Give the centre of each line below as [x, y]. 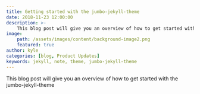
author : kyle [22, 51]
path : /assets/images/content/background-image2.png [84, 39]
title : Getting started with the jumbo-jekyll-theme [73, 12]
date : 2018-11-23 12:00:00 [40, 17]
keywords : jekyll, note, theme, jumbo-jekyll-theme [71, 61]
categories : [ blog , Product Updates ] [53, 56]
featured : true [36, 45]
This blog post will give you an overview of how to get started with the [92, 79]
